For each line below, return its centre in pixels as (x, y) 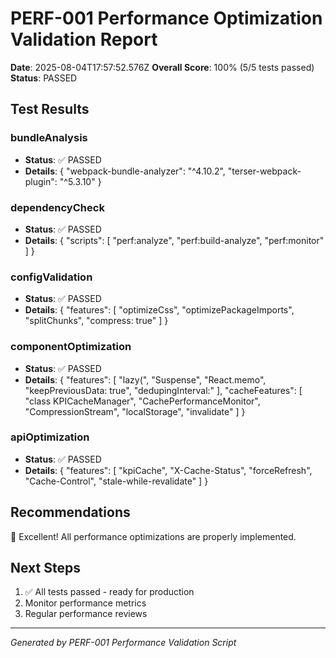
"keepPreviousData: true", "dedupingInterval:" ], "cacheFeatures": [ (163, 390)
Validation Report (84, 39)
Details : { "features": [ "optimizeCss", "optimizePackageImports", (159, 310)
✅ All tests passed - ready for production (109, 592)
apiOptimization (50, 437)
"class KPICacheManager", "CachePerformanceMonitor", (142, 401)
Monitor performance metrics (85, 603)
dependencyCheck (57, 207)
